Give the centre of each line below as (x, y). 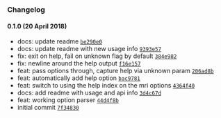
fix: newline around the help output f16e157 (79, 63)
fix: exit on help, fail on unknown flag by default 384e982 (97, 56)
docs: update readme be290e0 (60, 41)
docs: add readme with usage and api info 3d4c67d (89, 93)
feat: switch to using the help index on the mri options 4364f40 (106, 86)
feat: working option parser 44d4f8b (68, 100)
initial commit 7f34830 (48, 108)
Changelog (26, 10)
